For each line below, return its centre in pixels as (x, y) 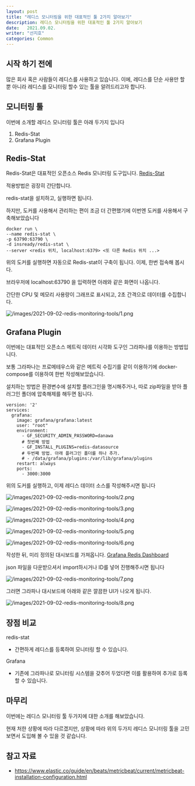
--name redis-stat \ (31, 234)
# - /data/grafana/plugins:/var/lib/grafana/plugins (87, 459)
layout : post (22, 11)
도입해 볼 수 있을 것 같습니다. (54, 736)
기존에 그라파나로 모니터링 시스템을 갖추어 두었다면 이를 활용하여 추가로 (95, 673)
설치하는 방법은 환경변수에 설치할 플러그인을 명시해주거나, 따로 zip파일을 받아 (94, 387)
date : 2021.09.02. (31, 28)
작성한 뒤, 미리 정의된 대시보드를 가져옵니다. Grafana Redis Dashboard (88, 555)
